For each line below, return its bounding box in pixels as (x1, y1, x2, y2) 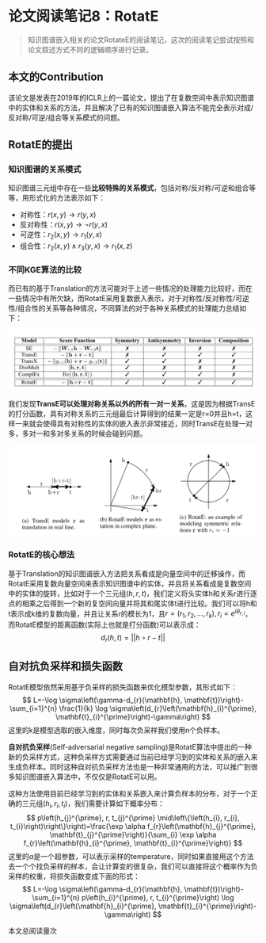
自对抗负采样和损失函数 (8, 659, 123, 674)
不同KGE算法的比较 (8, 264, 82, 275)
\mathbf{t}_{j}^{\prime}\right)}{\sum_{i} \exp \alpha (49, 830, 217, 839)
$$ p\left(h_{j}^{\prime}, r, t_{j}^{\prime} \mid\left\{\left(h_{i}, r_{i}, (26, 813, 240, 823)
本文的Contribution (8, 71, 104, 84)
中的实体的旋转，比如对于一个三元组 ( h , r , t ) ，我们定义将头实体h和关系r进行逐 (8, 588, 257, 598)
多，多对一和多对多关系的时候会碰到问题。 (8, 429, 147, 438)
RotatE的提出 (8, 138, 73, 151)
